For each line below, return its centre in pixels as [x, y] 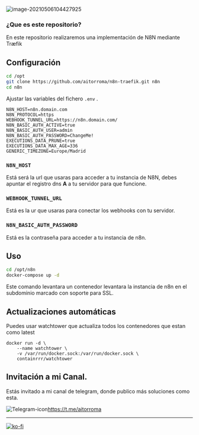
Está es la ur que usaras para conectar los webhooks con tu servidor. [91, 210]
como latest [20, 332]
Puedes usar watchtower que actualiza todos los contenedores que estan [96, 326]
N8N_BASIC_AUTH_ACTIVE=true [41, 125]
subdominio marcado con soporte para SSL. [60, 293]
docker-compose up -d [33, 275]
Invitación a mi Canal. [47, 377]
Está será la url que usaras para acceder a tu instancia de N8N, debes [92, 178]
